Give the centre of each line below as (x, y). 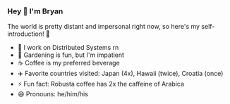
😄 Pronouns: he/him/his (53, 94)
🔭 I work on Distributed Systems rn (68, 48)
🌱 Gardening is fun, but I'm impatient (71, 55)
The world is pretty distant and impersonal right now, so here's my (103, 27)
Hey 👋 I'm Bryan (35, 11)
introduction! (26, 34)
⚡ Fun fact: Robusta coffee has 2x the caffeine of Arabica (101, 84)
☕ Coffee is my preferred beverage (68, 63)
